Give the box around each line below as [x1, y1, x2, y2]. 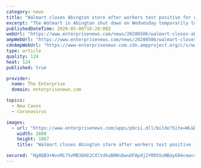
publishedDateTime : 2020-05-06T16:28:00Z [6, 25, 111, 32]
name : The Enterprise [11, 81, 66, 87]
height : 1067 [17, 136, 50, 142]
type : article [6, 48, 42, 54]
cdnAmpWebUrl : [6, 43, 42, 49]
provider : [6, 76, 31, 82]
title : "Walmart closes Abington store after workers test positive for [6, 14, 191, 20]
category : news [6, 8, 44, 15]
